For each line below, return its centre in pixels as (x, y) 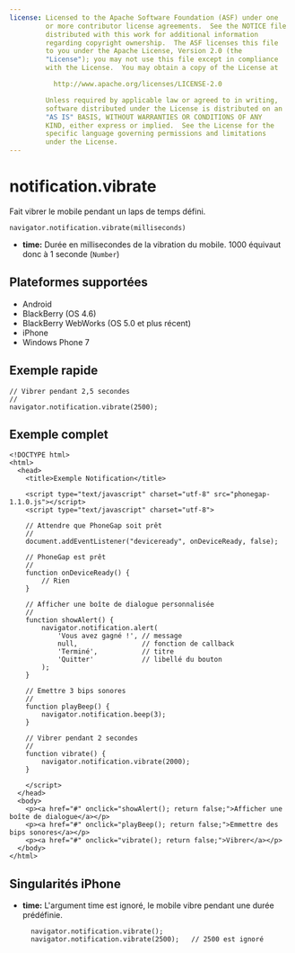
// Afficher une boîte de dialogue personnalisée (120, 605)
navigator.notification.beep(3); (104, 715)
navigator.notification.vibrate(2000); (116, 762)
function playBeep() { (68, 707)
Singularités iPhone (65, 883)
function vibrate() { (65, 754)
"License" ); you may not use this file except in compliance (162, 59)
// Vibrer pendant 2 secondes (82, 738)
